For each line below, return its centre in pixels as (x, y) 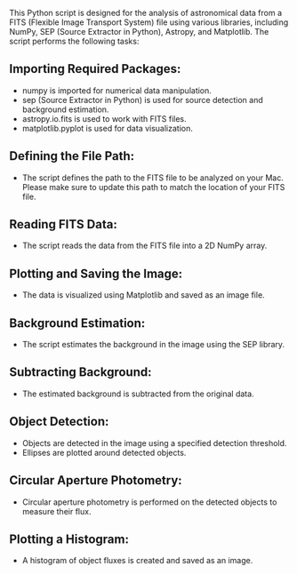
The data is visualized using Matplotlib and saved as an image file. (143, 295)
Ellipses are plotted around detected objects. (104, 452)
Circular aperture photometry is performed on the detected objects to (149, 502)
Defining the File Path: (72, 156)
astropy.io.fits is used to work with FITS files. (104, 118)
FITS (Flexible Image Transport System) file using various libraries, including (149, 22)
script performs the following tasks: (74, 41)
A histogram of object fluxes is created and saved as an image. (137, 561)
